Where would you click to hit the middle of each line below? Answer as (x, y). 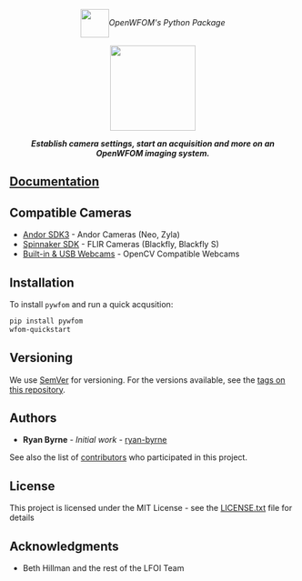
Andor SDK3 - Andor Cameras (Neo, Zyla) (101, 235)
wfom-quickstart (40, 329)
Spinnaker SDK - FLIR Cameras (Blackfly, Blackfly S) (121, 245)
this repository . (38, 389)
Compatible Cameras (70, 212)
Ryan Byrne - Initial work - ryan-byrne (95, 440)
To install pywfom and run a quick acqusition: (91, 305)
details (22, 517)
